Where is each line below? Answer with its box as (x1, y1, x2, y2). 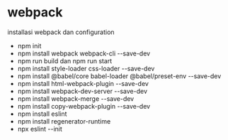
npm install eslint (17, 109, 67, 118)
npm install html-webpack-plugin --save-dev (17, 79, 149, 87)
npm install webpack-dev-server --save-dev (17, 87, 147, 95)
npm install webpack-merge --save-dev (17, 94, 135, 103)
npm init (17, 41, 42, 50)
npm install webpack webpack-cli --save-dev (17, 49, 151, 58)
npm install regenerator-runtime (17, 117, 111, 125)
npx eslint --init (17, 124, 62, 133)
